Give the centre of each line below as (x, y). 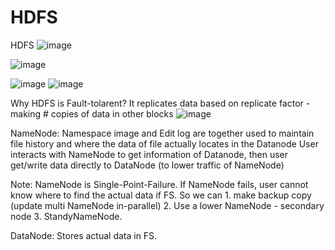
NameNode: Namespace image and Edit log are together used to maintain (162, 133)
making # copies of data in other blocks (92, 113)
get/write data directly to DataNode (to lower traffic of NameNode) (147, 165)
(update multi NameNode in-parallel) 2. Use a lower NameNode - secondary (167, 205)
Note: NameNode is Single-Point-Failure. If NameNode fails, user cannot (159, 184)
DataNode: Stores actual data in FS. (84, 235)
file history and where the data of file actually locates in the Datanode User (164, 143)
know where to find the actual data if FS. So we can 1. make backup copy (161, 195)
